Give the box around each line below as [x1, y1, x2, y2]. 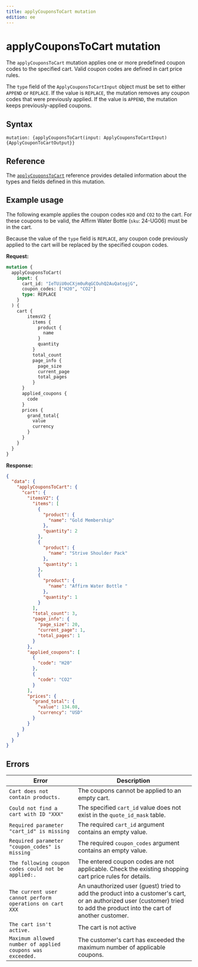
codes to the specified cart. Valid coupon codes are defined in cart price [6, 66, 183, 73]
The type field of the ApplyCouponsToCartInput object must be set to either [6, 83, 186, 90]
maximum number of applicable [77, 943, 166, 952]
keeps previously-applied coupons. [6, 102, 92, 109]
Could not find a [9, 805, 58, 812]
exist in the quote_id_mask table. [77, 811, 166, 819]
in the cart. [6, 223, 32, 231]
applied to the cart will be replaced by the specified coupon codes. [6, 241, 169, 248]
